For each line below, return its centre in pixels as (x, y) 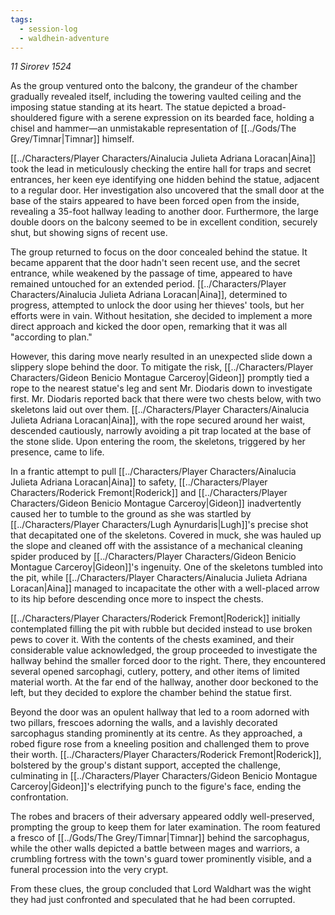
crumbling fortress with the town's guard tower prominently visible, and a (161, 859)
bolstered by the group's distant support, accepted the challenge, (146, 765)
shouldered (34, 118)
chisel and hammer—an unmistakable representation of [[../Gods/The (153, 128)
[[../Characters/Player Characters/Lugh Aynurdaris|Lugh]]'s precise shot (159, 525)
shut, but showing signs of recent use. (89, 233)
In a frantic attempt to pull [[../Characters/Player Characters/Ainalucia (153, 472)
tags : (21, 19)
